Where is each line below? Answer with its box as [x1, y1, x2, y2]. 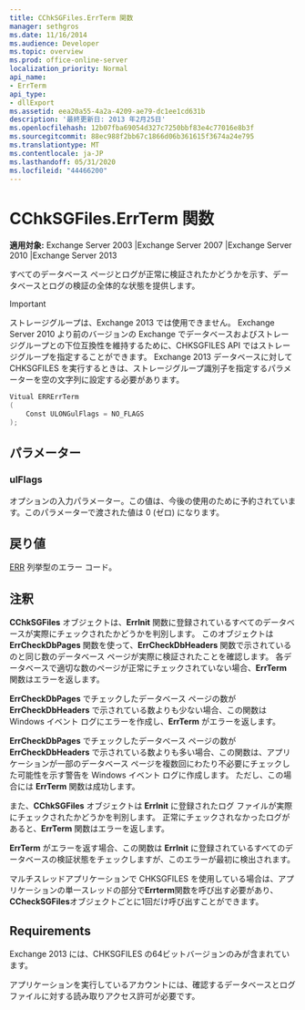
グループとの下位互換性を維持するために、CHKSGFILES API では [16, 340, 259, 351]
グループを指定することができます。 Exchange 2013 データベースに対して [16, 352, 293, 363]
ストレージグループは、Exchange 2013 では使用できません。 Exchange [9, 317, 275, 328]
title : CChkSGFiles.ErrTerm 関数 [9, 13, 134, 23]
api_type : [9, 89, 47, 98]
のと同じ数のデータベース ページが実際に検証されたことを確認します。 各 [9, 651, 284, 662]
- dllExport [9, 98, 55, 108]
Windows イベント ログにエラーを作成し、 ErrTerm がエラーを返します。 [9, 716, 280, 727]
